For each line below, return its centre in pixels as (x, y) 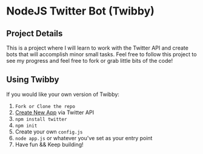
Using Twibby (33, 80)
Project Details (35, 34)
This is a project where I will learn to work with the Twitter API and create (98, 48)
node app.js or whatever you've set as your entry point (84, 138)
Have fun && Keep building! (49, 144)
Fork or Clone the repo (45, 106)
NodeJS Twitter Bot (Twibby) (80, 11)
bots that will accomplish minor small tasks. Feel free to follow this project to (101, 54)
